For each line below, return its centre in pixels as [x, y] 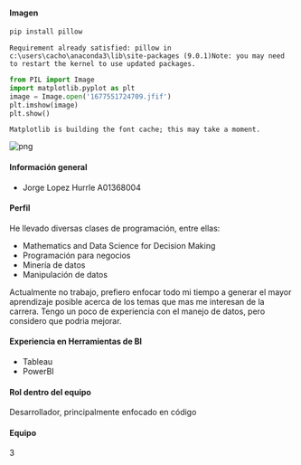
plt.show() [30, 113]
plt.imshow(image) [44, 105]
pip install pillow [46, 32]
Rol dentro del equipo [51, 392]
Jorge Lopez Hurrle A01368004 [82, 187]
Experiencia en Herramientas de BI [76, 342]
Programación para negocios [76, 255]
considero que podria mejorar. [66, 320]
